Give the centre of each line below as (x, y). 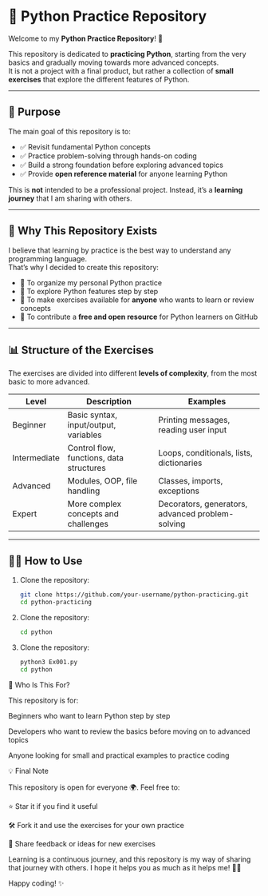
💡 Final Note (29, 771)
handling (84, 491)
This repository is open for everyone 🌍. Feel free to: (94, 787)
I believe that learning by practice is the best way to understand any (120, 250)
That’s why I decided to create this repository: (84, 267)
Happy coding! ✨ (36, 883)
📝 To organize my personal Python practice (91, 282)
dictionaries (180, 463)
